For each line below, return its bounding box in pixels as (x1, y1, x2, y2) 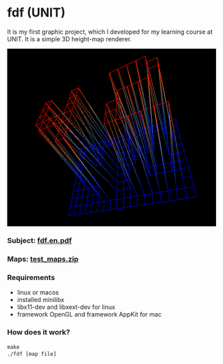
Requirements (7, 272, 56, 282)
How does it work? (7, 328, 71, 336)
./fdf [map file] (7, 351, 57, 358)
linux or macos (16, 288, 60, 297)
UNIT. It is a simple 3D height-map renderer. (7, 34, 132, 43)
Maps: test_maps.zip (7, 254, 79, 264)
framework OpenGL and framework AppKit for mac (16, 310, 162, 319)
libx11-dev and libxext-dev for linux (16, 303, 115, 311)
